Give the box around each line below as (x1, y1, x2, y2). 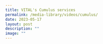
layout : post (5, 21, 33, 27)
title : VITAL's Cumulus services (5, 7, 76, 13)
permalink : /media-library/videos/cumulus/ (5, 12, 98, 17)
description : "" (5, 26, 39, 31)
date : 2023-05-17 (5, 17, 42, 22)
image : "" (5, 31, 26, 36)
